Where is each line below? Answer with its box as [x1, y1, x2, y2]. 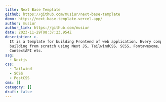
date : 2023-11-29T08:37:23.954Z [5, 30, 72, 35]
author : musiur [5, 21, 37, 26]
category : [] [5, 84, 32, 90]
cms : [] [5, 80, 21, 85]
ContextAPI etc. [9, 48, 43, 53]
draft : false [5, 89, 32, 94]
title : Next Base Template [5, 7, 61, 12]
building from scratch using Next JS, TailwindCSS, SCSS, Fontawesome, [9, 44, 161, 49]
